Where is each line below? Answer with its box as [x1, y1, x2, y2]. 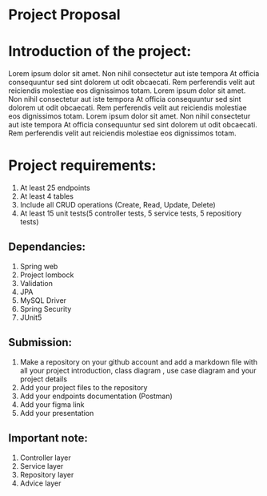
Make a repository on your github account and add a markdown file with [19, 357, 258, 366]
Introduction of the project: [8, 42, 192, 61]
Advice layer [19, 478, 62, 488]
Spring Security [19, 304, 72, 313]
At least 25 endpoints [19, 183, 90, 193]
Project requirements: [8, 156, 157, 175]
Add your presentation [19, 408, 94, 417]
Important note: [8, 431, 88, 446]
